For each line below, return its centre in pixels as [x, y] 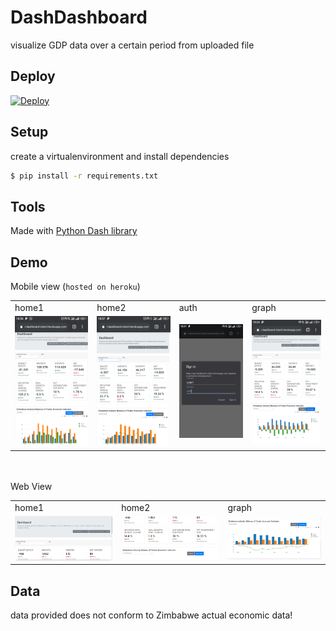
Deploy [33, 76]
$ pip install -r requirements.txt [84, 176]
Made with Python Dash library [74, 231]
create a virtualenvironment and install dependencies [120, 156]
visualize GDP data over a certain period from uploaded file [132, 45]
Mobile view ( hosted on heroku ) [75, 287]
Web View [31, 487]
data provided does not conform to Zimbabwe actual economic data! [151, 615]
